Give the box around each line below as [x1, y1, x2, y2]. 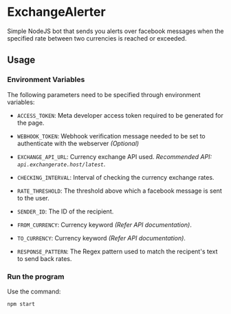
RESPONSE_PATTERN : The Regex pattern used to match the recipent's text [16, 247, 218, 255]
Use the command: [7, 287, 61, 295]
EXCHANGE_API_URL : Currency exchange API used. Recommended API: [16, 152, 212, 160]
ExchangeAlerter [7, 4, 106, 20]
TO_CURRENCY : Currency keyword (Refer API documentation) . [16, 233, 186, 242]
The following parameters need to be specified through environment [7, 90, 201, 98]
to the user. [16, 193, 49, 202]
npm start [7, 300, 36, 307]
